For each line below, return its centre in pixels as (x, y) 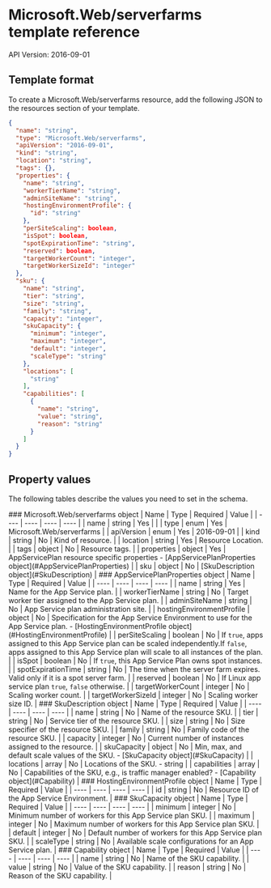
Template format (51, 80)
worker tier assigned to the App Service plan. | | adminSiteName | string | (130, 600)
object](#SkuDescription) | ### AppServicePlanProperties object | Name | (132, 574)
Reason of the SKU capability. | (60, 875)
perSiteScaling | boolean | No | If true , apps (191, 635)
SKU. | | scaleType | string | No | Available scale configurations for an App (131, 841)
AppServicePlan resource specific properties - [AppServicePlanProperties (132, 557)
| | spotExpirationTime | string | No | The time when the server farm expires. (134, 669)
